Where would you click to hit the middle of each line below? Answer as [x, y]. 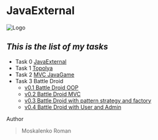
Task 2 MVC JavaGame [45, 75]
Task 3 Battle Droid [39, 81]
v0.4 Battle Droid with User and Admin [73, 107]
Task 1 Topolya [34, 68]
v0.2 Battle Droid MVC [52, 94]
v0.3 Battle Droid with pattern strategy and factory [88, 100]
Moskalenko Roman [46, 131]
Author [15, 119]
